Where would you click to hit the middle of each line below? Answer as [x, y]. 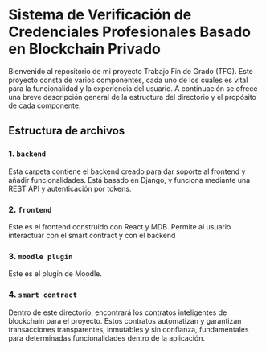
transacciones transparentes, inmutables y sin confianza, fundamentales [129, 329]
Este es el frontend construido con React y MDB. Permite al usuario [120, 226]
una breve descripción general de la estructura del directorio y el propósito [133, 97]
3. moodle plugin [41, 256]
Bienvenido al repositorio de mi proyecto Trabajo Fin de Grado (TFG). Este [131, 71]
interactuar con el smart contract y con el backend [92, 235]
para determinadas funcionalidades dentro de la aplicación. [107, 338]
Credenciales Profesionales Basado [130, 32]
